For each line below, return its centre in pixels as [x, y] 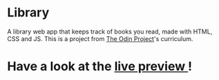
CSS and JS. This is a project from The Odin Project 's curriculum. [100, 38]
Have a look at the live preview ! [100, 67]
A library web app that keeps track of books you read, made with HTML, [110, 31]
